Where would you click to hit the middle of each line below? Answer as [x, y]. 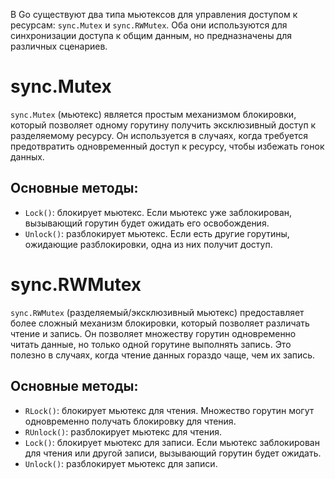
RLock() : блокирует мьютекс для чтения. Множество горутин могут [169, 410]
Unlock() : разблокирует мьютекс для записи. [121, 463]
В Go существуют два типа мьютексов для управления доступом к [154, 14]
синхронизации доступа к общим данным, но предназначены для [151, 35]
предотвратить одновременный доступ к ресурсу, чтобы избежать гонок [167, 146]
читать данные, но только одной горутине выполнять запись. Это [151, 344]
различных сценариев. [59, 46]
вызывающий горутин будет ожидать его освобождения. [147, 223]
